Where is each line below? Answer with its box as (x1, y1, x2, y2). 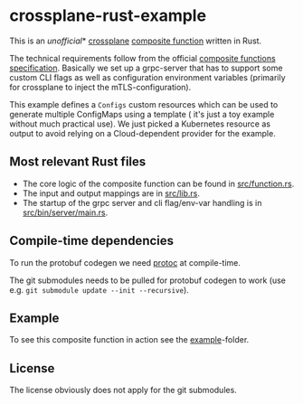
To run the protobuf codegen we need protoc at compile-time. (9, 257, 241, 268)
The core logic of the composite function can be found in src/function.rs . (22, 178, 295, 189)
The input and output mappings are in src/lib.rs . (22, 187, 201, 199)
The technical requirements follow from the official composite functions (9, 52, 276, 63)
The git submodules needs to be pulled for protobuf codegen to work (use (9, 275, 287, 286)
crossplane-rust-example (9, 5, 206, 26)
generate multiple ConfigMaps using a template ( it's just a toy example (9, 108, 275, 119)
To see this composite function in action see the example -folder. (9, 334, 250, 345)
